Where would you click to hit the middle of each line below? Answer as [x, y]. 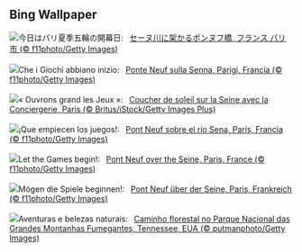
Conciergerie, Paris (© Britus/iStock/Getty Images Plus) [113, 109]
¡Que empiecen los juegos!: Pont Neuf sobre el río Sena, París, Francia [151, 129]
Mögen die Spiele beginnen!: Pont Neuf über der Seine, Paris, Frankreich [156, 189]
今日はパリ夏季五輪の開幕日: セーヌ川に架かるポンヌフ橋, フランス [143, 37]
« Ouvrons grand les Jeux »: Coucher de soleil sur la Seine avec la [143, 99]
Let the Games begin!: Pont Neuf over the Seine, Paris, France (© [142, 159]
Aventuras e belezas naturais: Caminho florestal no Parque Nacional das [154, 219]
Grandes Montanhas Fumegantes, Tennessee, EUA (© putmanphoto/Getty [147, 228]
